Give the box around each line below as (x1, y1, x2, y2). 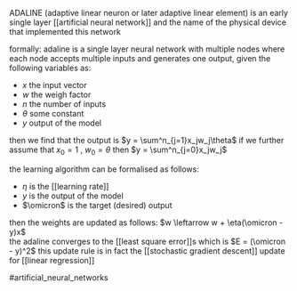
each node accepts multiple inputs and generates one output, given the (9, 53, 271, 63)
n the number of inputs (21, 99, 107, 109)
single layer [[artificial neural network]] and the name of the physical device (9, 17, 287, 28)
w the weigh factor (21, 89, 92, 100)
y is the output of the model (21, 190, 124, 201)
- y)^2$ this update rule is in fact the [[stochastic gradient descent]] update (9, 245, 286, 256)
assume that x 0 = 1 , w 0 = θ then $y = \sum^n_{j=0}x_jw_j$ (9, 144, 228, 157)
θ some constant (21, 109, 84, 118)
